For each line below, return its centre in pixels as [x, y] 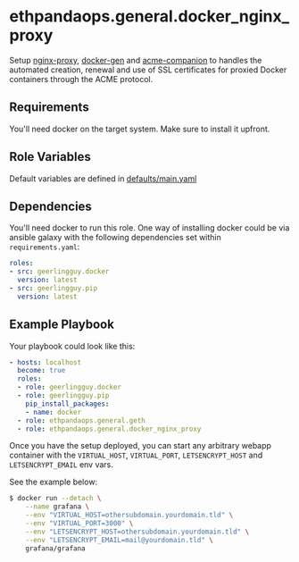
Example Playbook [62, 325]
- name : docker [54, 412]
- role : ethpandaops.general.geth [81, 420]
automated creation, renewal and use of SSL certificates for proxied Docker [148, 70]
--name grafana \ [58, 507]
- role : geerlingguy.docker [70, 387]
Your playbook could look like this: [72, 346]
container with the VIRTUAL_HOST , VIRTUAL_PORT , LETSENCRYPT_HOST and [136, 455]
